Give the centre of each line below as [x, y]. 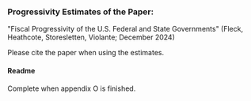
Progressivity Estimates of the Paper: [81, 12]
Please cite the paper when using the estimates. [86, 53]
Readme [21, 70]
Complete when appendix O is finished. [72, 88]
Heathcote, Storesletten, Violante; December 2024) [91, 37]
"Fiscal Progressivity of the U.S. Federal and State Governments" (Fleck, [125, 29]
